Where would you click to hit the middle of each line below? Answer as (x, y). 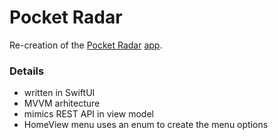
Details (27, 71)
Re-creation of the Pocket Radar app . (86, 45)
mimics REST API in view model (88, 114)
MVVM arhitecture (62, 103)
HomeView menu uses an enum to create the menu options (146, 125)
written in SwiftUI (59, 93)
